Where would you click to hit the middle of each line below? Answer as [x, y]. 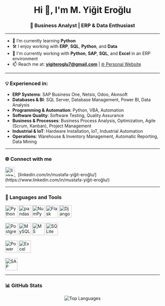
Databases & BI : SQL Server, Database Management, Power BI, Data [82, 99]
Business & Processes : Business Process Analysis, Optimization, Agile [84, 120]
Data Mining [24, 141]
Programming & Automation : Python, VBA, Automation [68, 110]
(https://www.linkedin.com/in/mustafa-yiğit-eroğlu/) [57, 180]
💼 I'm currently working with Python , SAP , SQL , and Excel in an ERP [81, 53]
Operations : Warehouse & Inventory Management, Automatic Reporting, [85, 136]
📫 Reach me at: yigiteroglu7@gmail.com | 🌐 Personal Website [77, 64]
